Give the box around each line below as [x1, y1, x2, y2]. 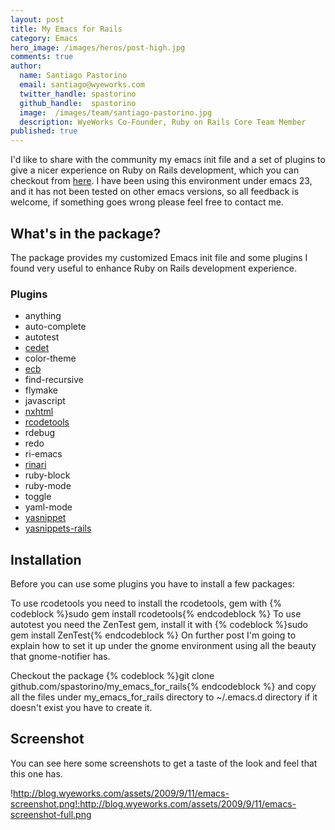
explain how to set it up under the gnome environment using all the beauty [10, 640, 317, 652]
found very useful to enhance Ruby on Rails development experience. [10, 262, 297, 274]
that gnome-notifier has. [10, 651, 111, 663]
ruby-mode [24, 480, 72, 492]
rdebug [24, 427, 56, 439]
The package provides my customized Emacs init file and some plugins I [10, 251, 308, 263]
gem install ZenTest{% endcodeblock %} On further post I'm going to [10, 629, 297, 641]
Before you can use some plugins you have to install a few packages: [10, 578, 295, 590]
